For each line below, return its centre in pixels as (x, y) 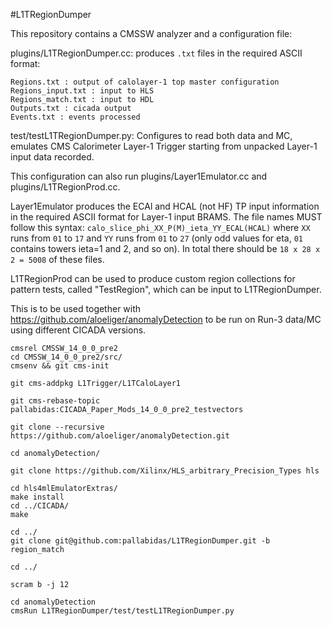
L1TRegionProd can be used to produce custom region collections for (153, 278)
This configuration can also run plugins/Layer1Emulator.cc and (139, 176)
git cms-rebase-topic (55, 401)
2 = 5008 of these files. (57, 259)
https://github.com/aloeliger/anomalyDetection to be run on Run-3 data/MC (166, 319)
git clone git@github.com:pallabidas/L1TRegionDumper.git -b (140, 541)
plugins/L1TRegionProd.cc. (65, 187)
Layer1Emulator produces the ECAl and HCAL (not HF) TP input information (165, 206)
